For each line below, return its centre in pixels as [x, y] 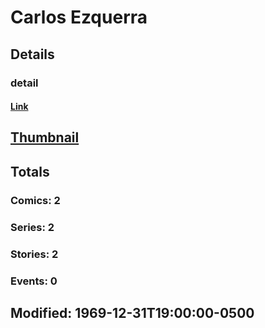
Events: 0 [34, 281]
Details [32, 54]
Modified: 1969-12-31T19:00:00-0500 [132, 312]
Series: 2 [32, 227]
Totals [30, 171]
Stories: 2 [34, 254]
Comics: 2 [35, 200]
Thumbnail [45, 137]
